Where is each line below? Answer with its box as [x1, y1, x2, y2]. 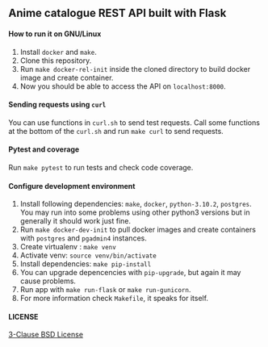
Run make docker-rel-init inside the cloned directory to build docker [19, 64, 251, 73]
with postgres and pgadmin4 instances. [19, 233, 147, 243]
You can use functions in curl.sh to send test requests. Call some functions [8, 117, 261, 128]
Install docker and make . [19, 47, 97, 56]
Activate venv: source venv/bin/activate [19, 250, 157, 261]
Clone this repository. [19, 56, 92, 65]
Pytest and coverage [8, 144, 80, 154]
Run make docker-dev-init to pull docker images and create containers [19, 225, 257, 235]
